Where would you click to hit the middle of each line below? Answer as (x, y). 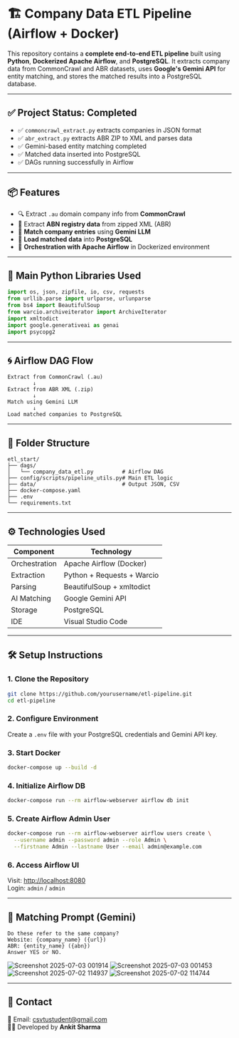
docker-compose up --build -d (52, 767)
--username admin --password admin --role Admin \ (90, 840)
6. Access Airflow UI (43, 865)
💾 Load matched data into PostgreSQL (75, 239)
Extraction (28, 575)
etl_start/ (23, 460)
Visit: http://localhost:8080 (47, 881)
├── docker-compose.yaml (44, 491)
